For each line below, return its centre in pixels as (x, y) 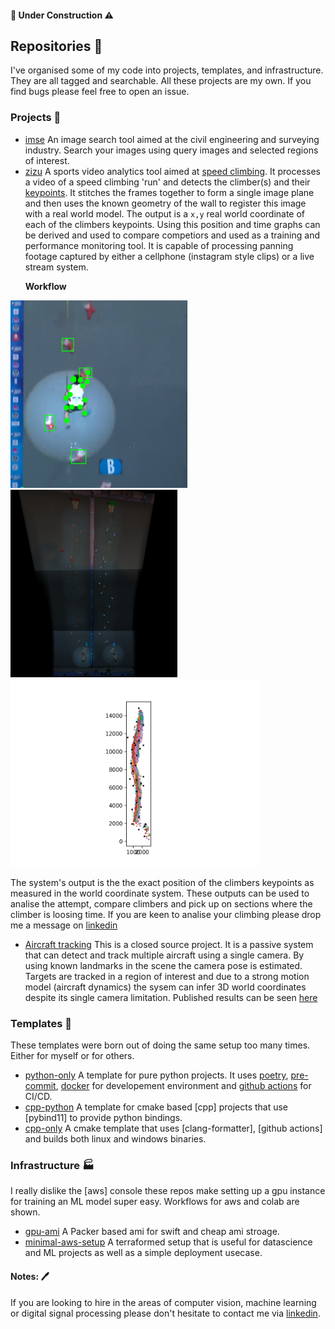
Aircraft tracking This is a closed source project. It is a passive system (169, 944)
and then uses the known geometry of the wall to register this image (165, 203)
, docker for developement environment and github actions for (183, 1085)
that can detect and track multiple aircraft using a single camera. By (164, 955)
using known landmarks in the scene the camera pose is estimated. (163, 965)
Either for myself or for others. (72, 1055)
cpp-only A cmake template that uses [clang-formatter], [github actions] (173, 1128)
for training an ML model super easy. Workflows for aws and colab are (155, 1202)
